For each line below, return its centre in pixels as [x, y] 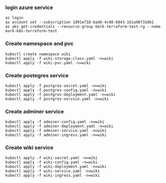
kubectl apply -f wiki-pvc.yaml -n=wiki [48, 63]
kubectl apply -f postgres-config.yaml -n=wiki [56, 90]
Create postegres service [37, 75]
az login [14, 18]
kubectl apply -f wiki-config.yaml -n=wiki [52, 162]
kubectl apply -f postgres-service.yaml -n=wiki [57, 99]
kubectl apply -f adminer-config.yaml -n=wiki [55, 122]
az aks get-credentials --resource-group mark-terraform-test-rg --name [83, 27]
